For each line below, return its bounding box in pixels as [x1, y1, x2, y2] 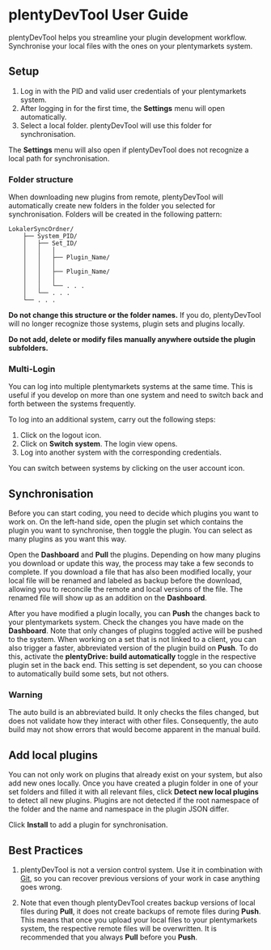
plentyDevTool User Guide [8, 6, 188, 24]
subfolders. [8, 343, 49, 353]
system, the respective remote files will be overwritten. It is [19, 924, 217, 934]
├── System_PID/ [23, 233, 78, 241]
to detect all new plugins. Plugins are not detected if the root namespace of [8, 796, 260, 806]
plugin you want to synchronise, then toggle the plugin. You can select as [8, 525, 253, 536]
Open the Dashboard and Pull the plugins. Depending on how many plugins [8, 550, 261, 560]
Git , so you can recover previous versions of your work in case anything [19, 874, 260, 884]
